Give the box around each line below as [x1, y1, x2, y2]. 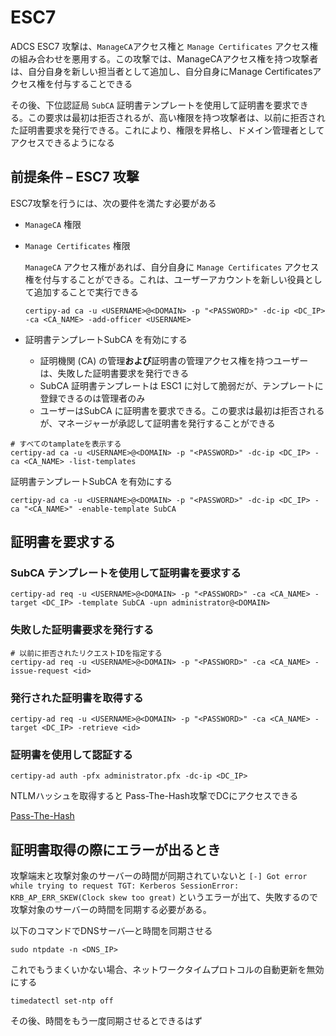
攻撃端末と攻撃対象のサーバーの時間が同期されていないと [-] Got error [10, 870, 308, 882]
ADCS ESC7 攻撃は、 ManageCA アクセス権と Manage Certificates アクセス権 [10, 40, 319, 52]
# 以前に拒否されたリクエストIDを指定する [10, 648, 163, 658]
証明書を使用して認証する [10, 747, 133, 761]
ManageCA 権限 [24, 218, 82, 230]
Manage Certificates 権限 [24, 239, 131, 251]
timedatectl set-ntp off [10, 996, 114, 1006]
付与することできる [53, 77, 133, 90]
